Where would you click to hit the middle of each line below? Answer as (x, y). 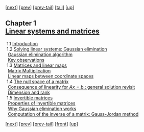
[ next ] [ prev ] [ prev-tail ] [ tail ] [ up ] (40, 7)
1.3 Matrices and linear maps (37, 65)
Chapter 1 (21, 23)
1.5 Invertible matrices (29, 98)
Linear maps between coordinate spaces (51, 76)
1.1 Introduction (22, 43)
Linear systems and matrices (52, 31)
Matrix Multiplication (29, 70)
